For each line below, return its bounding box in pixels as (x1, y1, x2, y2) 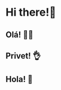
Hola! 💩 (5, 74, 33, 85)
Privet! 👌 (5, 51, 41, 61)
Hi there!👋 (5, 5, 56, 19)
